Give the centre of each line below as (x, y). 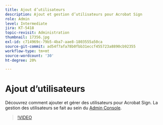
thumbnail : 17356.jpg (27, 38)
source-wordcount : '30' (30, 56)
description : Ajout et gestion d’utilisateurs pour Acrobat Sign (74, 14)
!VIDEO (24, 118)
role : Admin (17, 19)
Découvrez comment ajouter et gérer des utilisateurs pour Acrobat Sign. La (81, 103)
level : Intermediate (26, 23)
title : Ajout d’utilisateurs (35, 10)
